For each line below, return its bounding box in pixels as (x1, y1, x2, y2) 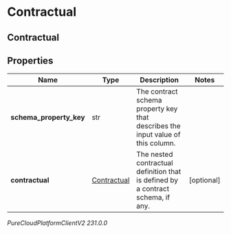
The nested (136, 149, 173, 159)
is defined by (136, 175, 179, 185)
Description (140, 75, 179, 85)
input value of (136, 130, 181, 140)
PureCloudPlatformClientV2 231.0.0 (7, 219, 108, 227)
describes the (136, 121, 181, 131)
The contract (136, 87, 178, 96)
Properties (7, 54, 54, 66)
